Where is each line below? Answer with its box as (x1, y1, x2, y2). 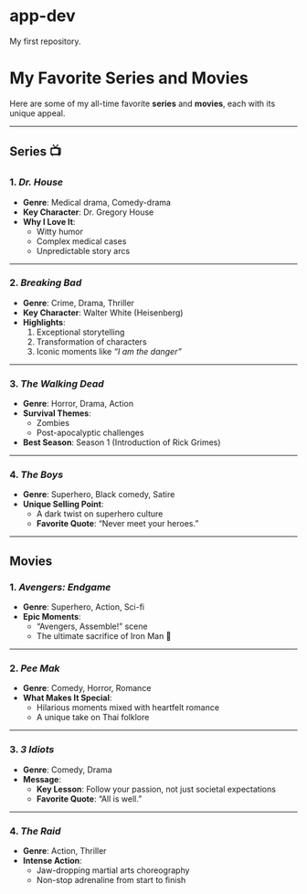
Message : (22, 773, 62, 784)
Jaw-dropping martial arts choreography (36, 865, 190, 876)
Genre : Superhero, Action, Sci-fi (22, 601, 145, 612)
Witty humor (36, 226, 84, 237)
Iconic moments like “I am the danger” (36, 346, 183, 357)
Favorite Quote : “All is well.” (36, 793, 143, 804)
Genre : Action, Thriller (22, 846, 107, 857)
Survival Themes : (22, 408, 91, 419)
